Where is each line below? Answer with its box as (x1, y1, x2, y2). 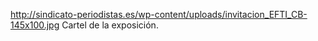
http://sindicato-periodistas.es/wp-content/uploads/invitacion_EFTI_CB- (10, 9, 308, 20)
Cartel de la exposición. (61, 19, 159, 31)
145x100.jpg (10, 19, 60, 31)
